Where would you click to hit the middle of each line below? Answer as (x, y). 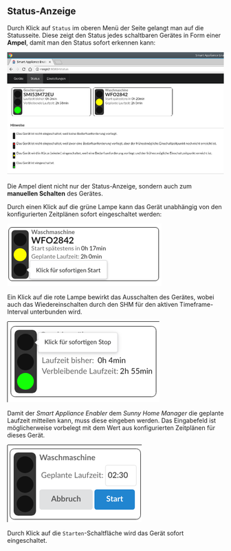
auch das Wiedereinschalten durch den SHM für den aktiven (93, 304)
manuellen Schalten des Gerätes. (55, 193)
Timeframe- (197, 304)
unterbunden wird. (56, 312)
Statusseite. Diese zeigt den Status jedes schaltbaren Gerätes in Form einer (114, 35)
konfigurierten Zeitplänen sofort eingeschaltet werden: (85, 214)
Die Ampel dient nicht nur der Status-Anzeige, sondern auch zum (100, 186)
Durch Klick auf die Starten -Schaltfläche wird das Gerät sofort (96, 533)
